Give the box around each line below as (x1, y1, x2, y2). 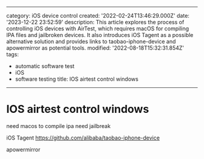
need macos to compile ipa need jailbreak (6, 122, 111, 129)
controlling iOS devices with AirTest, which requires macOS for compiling (6, 25, 189, 32)
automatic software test (15, 63, 75, 70)
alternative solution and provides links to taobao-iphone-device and (6, 38, 176, 45)
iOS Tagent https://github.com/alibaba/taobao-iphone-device (6, 134, 160, 141)
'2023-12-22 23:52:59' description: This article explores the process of (6, 19, 185, 25)
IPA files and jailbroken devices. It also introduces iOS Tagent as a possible (6, 32, 194, 38)
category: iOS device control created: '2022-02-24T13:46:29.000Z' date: (6, 12, 190, 19)
